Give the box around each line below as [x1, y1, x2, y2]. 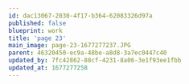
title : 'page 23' [8, 34, 67, 42]
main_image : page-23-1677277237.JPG [8, 42, 131, 50]
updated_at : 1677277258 [8, 64, 88, 72]
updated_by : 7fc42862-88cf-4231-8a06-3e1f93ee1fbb [8, 57, 182, 65]
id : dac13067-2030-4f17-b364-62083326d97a [8, 11, 153, 20]
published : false [8, 19, 67, 27]
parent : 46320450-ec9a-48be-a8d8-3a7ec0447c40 [8, 49, 167, 57]
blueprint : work [8, 26, 63, 34]
